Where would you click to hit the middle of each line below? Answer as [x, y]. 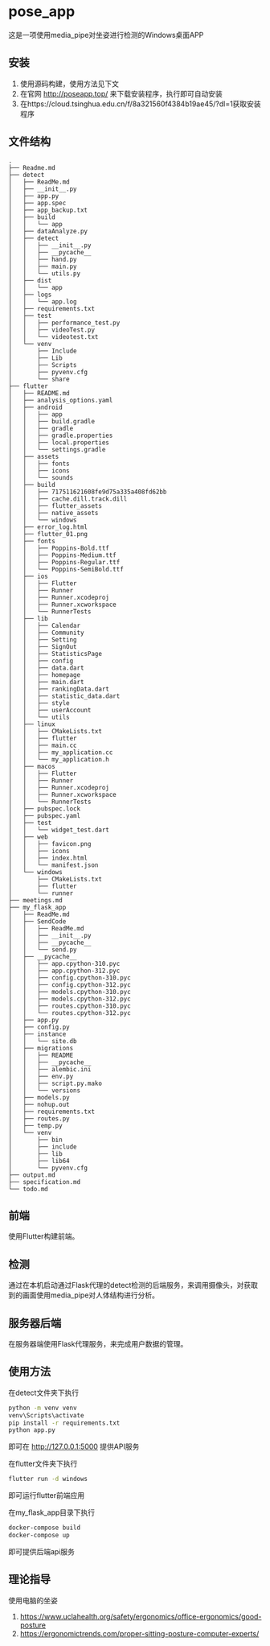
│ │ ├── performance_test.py [64, 323]
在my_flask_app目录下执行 [52, 1512]
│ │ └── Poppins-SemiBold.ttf [66, 569]
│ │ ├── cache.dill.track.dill [68, 499]
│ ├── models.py [39, 1097]
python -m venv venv [43, 1408]
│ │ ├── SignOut [43, 646]
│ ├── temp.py [35, 1125]
